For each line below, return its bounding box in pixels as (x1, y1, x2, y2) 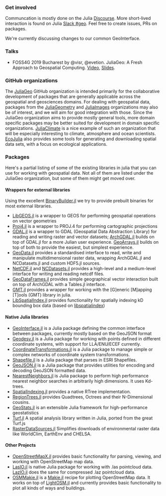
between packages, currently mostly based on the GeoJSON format (12, 330, 152, 336)
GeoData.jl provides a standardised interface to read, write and (12, 250, 142, 256)
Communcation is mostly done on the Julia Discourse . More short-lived (5, 15, 151, 21)
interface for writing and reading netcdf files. (12, 271, 104, 277)
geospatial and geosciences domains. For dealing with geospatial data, (5, 99, 151, 104)
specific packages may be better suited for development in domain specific (5, 120, 160, 126)
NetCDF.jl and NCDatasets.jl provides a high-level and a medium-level (12, 266, 156, 272)
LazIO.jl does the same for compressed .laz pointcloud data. (12, 469, 136, 475)
